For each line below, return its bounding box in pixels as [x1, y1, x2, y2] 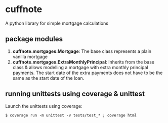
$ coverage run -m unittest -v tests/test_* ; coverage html [5, 112, 137, 118]
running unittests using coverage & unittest [5, 90, 145, 98]
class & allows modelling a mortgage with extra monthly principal [12, 64, 148, 70]
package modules [5, 35, 63, 43]
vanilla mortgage [12, 53, 48, 59]
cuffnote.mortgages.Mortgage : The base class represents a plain [12, 48, 152, 54]
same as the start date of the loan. [12, 75, 85, 81]
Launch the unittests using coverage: [5, 103, 82, 109]
